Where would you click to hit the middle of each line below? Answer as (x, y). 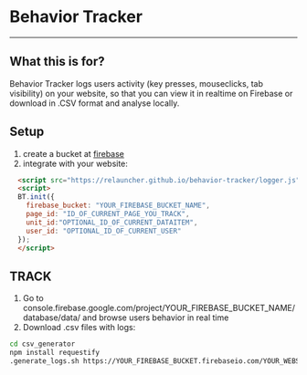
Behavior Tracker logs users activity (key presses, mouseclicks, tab (136, 83)
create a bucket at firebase (74, 153)
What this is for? (57, 62)
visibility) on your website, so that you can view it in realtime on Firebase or (151, 93)
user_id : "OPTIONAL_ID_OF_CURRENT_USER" (104, 231)
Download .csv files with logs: (79, 328)
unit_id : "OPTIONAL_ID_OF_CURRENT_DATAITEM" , (112, 222)
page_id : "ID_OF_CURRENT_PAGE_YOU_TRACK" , (108, 214)
